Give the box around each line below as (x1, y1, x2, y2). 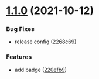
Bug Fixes (6, 25, 35, 33)
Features (6, 53, 32, 61)
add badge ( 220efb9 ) (14, 66, 67, 73)
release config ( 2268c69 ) (14, 38, 77, 45)
